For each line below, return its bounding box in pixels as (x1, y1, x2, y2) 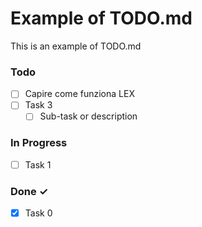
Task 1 (24, 158, 52, 171)
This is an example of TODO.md (10, 40, 142, 52)
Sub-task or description (39, 110, 138, 122)
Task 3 (24, 99, 53, 111)
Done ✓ (10, 184, 49, 198)
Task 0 (24, 207, 53, 219)
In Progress (10, 136, 68, 150)
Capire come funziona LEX (24, 88, 135, 100)
